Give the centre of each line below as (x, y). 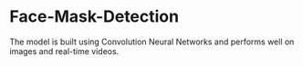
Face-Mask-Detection (94, 17)
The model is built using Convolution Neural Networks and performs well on (152, 42)
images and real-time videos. (64, 51)
